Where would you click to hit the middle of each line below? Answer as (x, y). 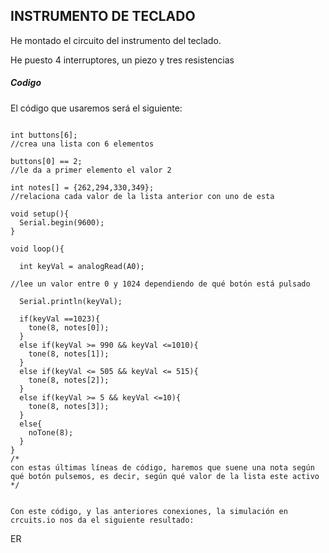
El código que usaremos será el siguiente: (96, 108)
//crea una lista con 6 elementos (82, 144)
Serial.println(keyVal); (71, 301)
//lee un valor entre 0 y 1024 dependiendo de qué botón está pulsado (160, 284)
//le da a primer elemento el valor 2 (91, 170)
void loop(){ (37, 249)
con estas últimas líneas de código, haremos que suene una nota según (162, 467)
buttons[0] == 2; (46, 161)
